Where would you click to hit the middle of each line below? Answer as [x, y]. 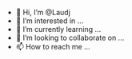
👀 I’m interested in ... [50, 21]
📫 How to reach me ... [53, 47]
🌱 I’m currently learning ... [58, 29]
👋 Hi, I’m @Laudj [43, 12]
